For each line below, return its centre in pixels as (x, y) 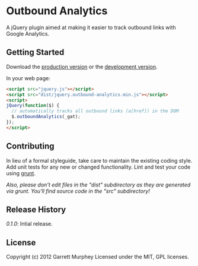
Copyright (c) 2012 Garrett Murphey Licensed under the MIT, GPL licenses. (98, 257)
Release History (36, 209)
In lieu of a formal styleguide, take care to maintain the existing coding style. (99, 160)
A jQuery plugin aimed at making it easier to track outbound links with (91, 27)
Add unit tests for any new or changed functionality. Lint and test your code (98, 167)
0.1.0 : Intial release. (29, 224)
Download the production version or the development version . (82, 66)
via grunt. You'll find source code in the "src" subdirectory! (78, 191)
